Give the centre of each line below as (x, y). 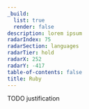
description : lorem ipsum (44, 33)
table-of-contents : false (44, 72)
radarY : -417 (26, 66)
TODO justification (34, 99)
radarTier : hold (31, 53)
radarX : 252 (24, 59)
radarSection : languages (43, 46)
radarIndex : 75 (29, 40)
